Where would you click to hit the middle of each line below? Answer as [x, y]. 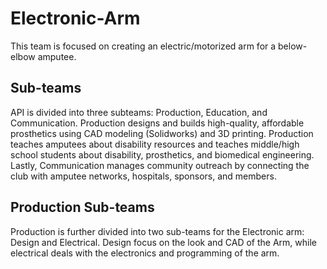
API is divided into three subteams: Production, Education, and [139, 112]
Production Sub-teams [82, 207]
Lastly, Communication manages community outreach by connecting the [160, 165]
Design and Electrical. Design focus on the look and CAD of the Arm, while [163, 242]
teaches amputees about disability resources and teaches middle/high [155, 144]
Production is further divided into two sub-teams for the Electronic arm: [157, 231]
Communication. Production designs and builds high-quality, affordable [157, 123]
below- [293, 46]
